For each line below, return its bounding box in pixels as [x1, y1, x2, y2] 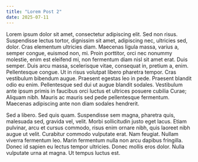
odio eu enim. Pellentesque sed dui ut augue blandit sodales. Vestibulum [6, 81, 183, 88]
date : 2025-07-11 [6, 14, 49, 20]
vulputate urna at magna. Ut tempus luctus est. [6, 149, 121, 156]
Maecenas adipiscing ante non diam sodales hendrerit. [6, 100, 140, 107]
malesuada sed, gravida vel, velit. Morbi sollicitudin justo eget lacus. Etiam [6, 117, 187, 125]
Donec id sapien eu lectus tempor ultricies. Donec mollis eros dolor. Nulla [6, 143, 185, 150]
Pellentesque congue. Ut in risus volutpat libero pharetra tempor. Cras [6, 68, 176, 75]
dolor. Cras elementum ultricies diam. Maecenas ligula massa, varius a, [6, 43, 179, 50]
